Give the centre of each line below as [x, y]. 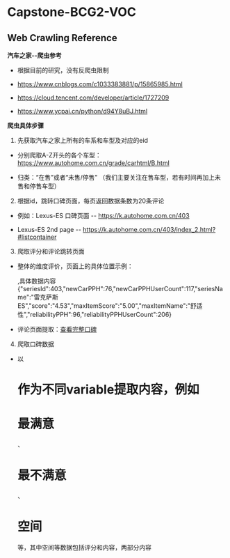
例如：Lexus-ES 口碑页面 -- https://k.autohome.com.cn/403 [103, 216]
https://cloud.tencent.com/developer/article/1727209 [93, 98]
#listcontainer [37, 237]
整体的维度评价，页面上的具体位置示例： [75, 266]
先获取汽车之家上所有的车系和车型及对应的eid [82, 140]
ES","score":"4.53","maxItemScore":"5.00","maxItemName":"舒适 [110, 306]
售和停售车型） [39, 186]
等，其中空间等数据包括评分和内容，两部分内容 [84, 547]
